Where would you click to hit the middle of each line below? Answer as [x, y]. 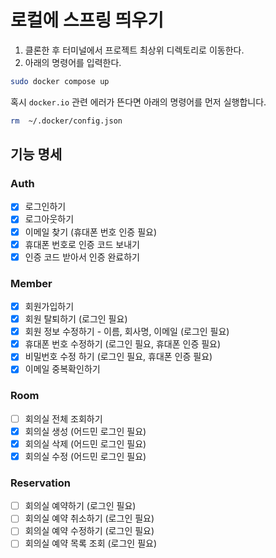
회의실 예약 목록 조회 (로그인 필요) [91, 543]
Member [31, 283]
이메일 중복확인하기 [62, 369]
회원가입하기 [49, 306]
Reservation [40, 483]
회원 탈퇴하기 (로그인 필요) [76, 319]
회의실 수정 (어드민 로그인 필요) [85, 456]
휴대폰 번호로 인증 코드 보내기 [82, 244]
